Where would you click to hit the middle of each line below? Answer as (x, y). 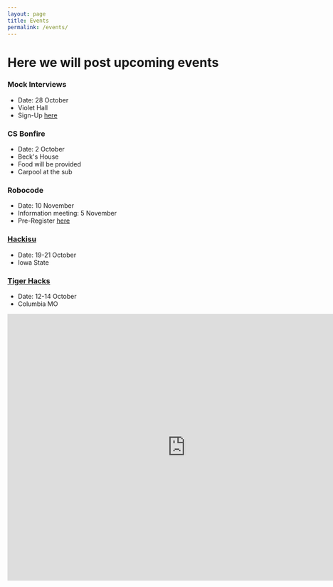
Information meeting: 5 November (67, 213)
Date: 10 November (46, 206)
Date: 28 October (43, 100)
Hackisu (22, 239)
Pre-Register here (44, 221)
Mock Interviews (37, 85)
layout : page (27, 14)
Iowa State (33, 262)
